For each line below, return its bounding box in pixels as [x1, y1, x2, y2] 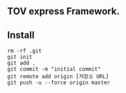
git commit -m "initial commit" [7, 66, 101, 73]
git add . [7, 60, 36, 67]
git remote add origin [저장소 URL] [7, 73, 109, 81]
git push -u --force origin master [7, 79, 111, 86]
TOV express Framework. [7, 6, 120, 17]
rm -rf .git [7, 48, 42, 55]
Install [7, 29, 35, 41]
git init [7, 53, 33, 61]
